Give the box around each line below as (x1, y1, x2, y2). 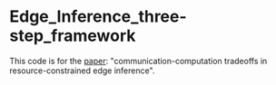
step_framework (9, 25, 136, 46)
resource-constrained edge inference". (9, 65, 155, 76)
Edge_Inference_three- (9, 6, 188, 27)
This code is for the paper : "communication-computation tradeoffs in (9, 55, 268, 66)
